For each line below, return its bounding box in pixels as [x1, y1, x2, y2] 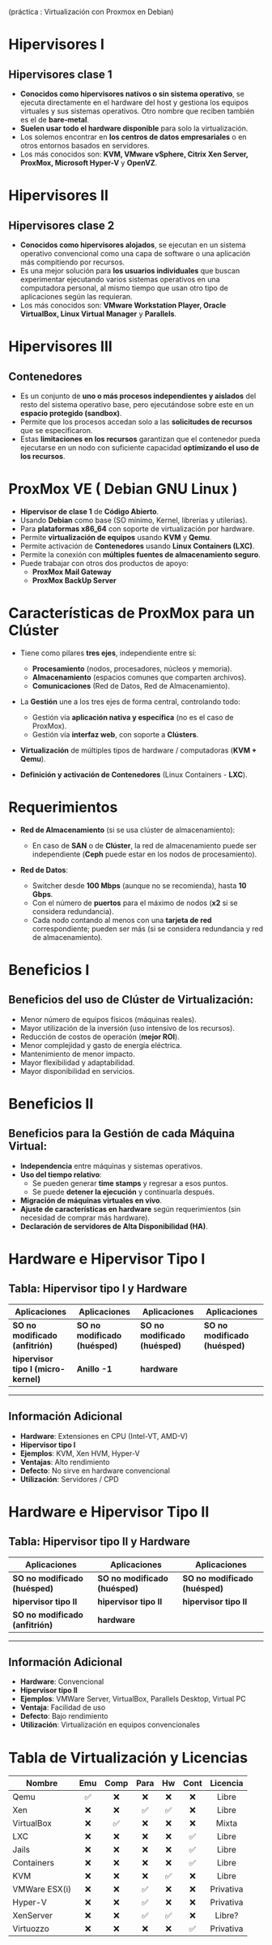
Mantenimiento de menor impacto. [19, 1049, 135, 1058]
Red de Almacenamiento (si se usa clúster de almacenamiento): [19, 825, 236, 835]
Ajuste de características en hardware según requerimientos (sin [19, 1204, 241, 1213]
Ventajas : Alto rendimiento [19, 1457, 110, 1466]
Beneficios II [8, 1095, 94, 1113]
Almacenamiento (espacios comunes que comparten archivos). [32, 672, 247, 682]
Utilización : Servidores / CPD [19, 1474, 119, 1483]
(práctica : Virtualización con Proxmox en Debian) [8, 7, 174, 16]
